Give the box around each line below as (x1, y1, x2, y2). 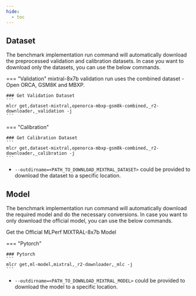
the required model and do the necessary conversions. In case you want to (6, 211, 188, 218)
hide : (6, 8, 19, 15)
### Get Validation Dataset (6, 93, 75, 99)
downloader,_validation (6, 108, 65, 115)
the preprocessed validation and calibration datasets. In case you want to (6, 58, 184, 65)
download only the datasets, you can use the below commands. (6, 64, 161, 71)
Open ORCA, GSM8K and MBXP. (6, 82, 85, 89)
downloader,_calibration (6, 150, 67, 156)
